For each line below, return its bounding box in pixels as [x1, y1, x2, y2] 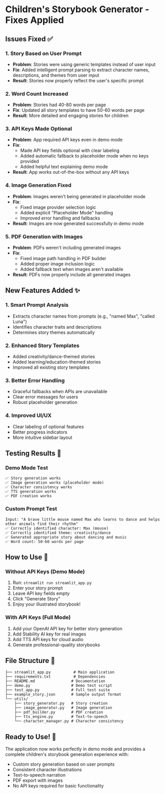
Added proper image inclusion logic [20, 261, 95, 267]
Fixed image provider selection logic [20, 204, 96, 210]
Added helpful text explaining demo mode [20, 164, 108, 170]
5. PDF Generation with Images [5, 233, 83, 240]
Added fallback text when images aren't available [20, 266, 123, 272]
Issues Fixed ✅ [5, 35, 53, 43]
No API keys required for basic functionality [12, 783, 104, 789]
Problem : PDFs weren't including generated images [12, 245, 121, 251]
